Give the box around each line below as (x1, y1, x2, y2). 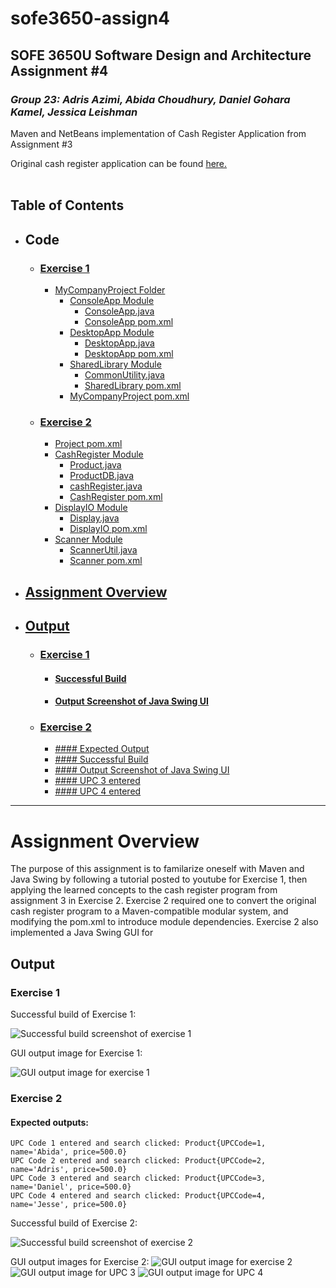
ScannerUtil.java (69, 544, 138, 556)
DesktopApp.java (84, 337, 155, 349)
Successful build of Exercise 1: (10, 1008, 137, 1021)
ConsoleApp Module (69, 294, 155, 306)
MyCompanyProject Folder (54, 283, 166, 296)
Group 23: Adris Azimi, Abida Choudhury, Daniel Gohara (10, 92, 291, 106)
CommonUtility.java (84, 368, 165, 381)
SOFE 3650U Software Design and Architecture (10, 47, 312, 64)
